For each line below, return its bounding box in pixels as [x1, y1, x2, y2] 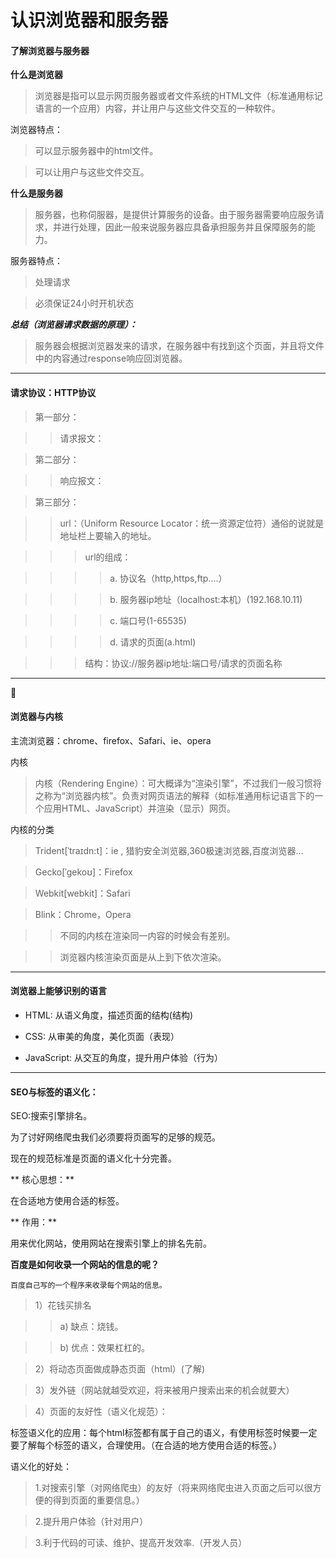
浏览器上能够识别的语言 [10, 985, 107, 997]
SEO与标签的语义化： [10, 1086, 99, 1098]
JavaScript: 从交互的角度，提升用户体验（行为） [24, 1052, 224, 1063]
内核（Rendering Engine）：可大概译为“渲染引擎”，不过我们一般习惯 [34, 777, 313, 789]
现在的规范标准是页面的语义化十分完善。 [10, 1152, 177, 1165]
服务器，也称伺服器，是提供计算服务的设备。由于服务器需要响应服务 [34, 209, 316, 221]
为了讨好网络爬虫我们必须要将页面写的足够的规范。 [10, 1131, 221, 1143]
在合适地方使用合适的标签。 [10, 1195, 125, 1207]
